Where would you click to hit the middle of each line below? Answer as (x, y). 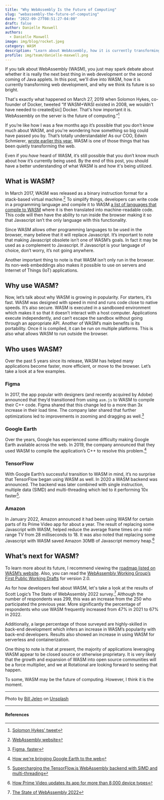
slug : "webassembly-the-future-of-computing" (52, 14)
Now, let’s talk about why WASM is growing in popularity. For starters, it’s (78, 297)
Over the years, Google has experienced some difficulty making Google (77, 440)
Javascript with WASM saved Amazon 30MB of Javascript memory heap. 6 (80, 540)
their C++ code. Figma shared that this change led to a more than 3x (74, 405)
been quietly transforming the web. (40, 146)
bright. (12, 90)
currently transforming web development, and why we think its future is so (80, 85)
